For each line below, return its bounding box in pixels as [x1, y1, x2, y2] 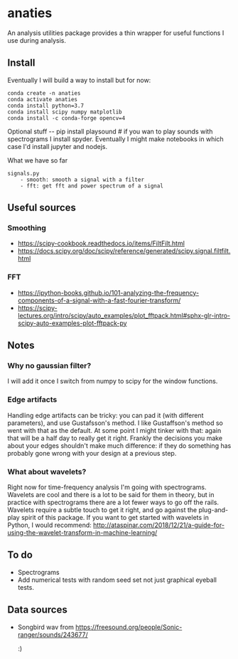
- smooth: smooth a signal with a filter [20, 176, 144, 183]
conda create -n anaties [7, 89, 81, 97]
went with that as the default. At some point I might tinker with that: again [7, 426, 222, 434]
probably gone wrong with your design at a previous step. [7, 449, 177, 457]
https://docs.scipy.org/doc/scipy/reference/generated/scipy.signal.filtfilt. [17, 247, 231, 255]
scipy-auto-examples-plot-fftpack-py [17, 319, 127, 327]
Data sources [7, 604, 67, 616]
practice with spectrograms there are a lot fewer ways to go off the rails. [7, 498, 219, 507]
